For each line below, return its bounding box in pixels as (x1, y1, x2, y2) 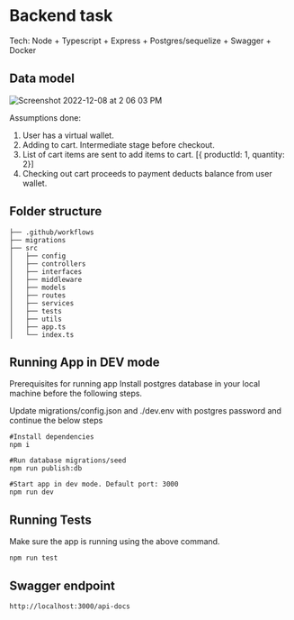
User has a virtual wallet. (22, 130, 114, 141)
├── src (9, 243, 39, 252)
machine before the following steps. (9, 388, 142, 399)
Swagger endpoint (9, 578, 115, 593)
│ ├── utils (9, 315, 63, 324)
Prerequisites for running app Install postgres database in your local (9, 378, 261, 389)
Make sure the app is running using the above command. (9, 536, 220, 547)
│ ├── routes (9, 290, 67, 300)
